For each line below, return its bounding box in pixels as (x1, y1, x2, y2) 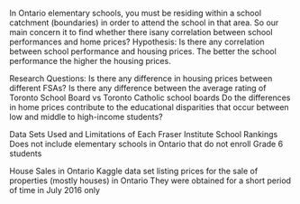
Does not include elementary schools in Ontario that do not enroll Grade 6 (9, 139, 284, 149)
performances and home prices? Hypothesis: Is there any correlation (9, 36, 265, 47)
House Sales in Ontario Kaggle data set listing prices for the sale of (9, 166, 259, 176)
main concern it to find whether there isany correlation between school (9, 27, 273, 37)
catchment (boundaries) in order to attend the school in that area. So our (9, 17, 279, 28)
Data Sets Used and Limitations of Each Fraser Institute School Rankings (9, 129, 278, 139)
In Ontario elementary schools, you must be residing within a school (9, 8, 262, 18)
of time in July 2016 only (9, 185, 101, 195)
